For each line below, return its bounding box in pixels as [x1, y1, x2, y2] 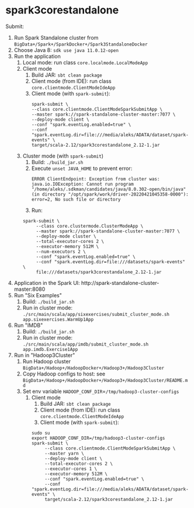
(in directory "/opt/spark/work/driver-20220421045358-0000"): [31, 191, 189, 197]
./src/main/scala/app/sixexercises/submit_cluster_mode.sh [22, 311, 170, 317]
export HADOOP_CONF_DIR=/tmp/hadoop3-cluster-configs [31, 435, 165, 441]
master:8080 [13, 286, 46, 293]
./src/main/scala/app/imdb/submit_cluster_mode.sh [22, 341, 149, 347]
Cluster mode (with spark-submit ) [22, 152, 103, 159]
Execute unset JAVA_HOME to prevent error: [31, 165, 133, 172]
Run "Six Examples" [13, 291, 62, 298]
